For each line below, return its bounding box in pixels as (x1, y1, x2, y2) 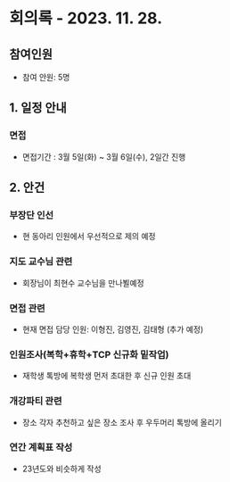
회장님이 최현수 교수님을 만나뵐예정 (21, 278, 144, 288)
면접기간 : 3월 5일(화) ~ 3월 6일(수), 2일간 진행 (21, 151, 186, 162)
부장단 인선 (9, 209, 54, 221)
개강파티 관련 (9, 395, 62, 407)
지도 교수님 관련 (9, 255, 73, 268)
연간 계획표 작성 (9, 441, 73, 453)
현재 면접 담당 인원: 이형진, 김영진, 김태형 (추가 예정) (21, 323, 204, 335)
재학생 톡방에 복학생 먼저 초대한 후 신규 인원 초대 (21, 370, 192, 381)
